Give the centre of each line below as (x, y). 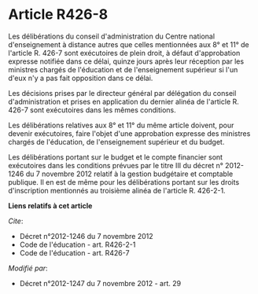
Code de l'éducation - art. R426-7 (74, 252)
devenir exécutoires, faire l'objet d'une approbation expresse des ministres (129, 133)
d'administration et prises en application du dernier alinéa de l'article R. (124, 101)
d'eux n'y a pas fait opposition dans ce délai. (81, 78)
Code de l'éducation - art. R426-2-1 (77, 244)
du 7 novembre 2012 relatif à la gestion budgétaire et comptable (129, 174)
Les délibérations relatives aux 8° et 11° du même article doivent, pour (121, 125)
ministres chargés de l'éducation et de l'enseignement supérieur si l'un (123, 69)
